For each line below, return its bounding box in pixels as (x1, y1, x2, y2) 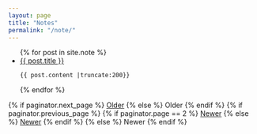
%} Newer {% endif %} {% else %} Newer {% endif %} (8, 117, 187, 127)
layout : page (8, 11, 51, 20)
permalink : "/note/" (8, 26, 77, 34)
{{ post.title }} (19, 56, 65, 65)
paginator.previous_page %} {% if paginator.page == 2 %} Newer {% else (8, 109, 249, 118)
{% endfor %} (19, 85, 66, 95)
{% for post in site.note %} (19, 48, 107, 58)
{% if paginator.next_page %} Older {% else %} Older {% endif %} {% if (8, 100, 243, 110)
